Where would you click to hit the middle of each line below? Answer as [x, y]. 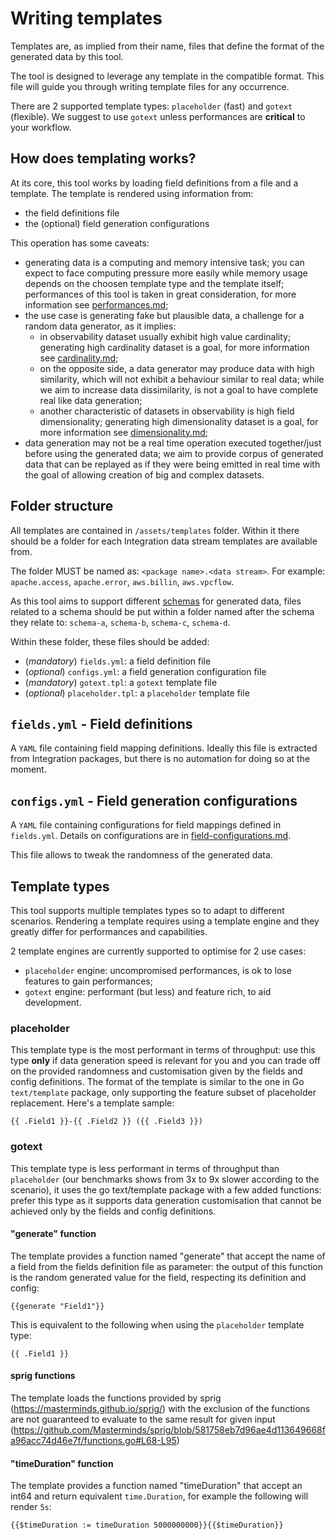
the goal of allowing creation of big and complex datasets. [144, 474]
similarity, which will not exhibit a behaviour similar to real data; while [182, 379]
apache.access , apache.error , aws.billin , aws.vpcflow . [122, 581]
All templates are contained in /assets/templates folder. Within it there [155, 530]
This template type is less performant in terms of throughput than [145, 1168]
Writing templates [86, 18]
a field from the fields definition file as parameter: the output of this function [167, 1266]
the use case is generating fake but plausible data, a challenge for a [164, 315]
